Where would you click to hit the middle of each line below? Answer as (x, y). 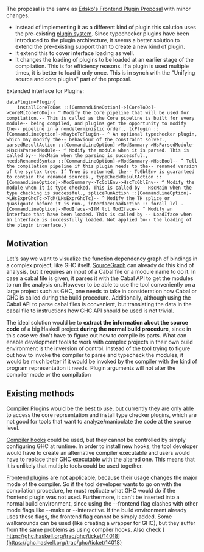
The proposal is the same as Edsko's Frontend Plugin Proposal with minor (98, 9)
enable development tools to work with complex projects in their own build (100, 342)
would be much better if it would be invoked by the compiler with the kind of (102, 361)
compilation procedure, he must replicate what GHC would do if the (91, 490)
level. (13, 428)
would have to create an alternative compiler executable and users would (98, 452)
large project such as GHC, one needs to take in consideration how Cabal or (102, 291)
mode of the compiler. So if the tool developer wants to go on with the (94, 484)
